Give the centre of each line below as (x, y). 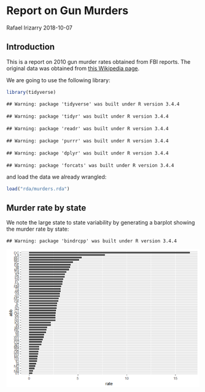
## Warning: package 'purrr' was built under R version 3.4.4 (87, 141)
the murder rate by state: (38, 229)
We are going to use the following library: (58, 80)
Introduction (31, 47)
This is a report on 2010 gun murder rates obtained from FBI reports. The (99, 61)
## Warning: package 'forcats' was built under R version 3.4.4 (90, 165)
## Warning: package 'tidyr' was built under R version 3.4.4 (87, 116)
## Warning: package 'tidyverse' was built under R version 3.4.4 (93, 104)
